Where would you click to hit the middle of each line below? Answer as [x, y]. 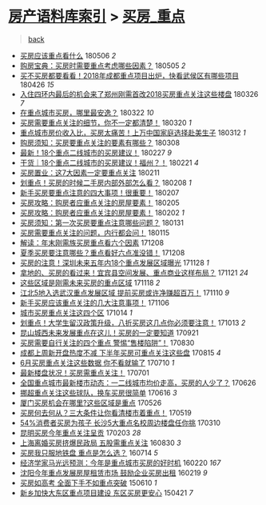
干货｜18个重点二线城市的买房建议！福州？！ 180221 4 [109, 162]
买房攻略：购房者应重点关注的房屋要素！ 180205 [99, 202]
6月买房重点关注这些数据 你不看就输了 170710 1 [97, 363]
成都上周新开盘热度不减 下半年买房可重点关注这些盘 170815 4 [120, 352]
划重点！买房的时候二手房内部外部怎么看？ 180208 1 [105, 182]
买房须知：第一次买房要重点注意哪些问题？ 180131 [101, 222]
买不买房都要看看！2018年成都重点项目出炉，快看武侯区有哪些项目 [129, 75]
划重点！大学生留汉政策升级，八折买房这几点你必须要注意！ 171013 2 [133, 323]
